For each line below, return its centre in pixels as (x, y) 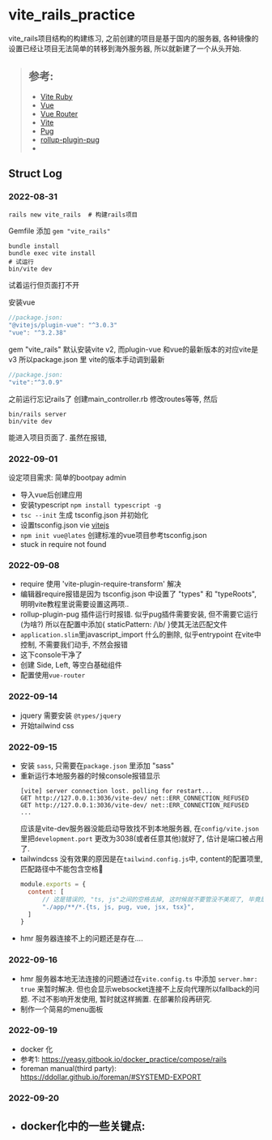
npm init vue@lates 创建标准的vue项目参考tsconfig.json (114, 536)
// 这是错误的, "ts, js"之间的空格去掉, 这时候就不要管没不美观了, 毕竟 (151, 899)
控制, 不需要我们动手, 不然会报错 (74, 645)
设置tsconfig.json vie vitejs (64, 525)
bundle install (34, 246)
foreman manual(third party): (68, 1068)
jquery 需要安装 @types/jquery (70, 715)
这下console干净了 (51, 655)
